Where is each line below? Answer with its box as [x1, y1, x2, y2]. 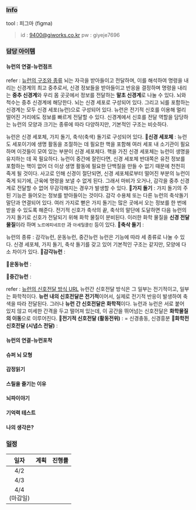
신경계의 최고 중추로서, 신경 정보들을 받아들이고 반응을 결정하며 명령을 [16, 84, 177, 91]
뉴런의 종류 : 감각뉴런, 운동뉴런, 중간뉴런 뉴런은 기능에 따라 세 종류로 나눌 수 [6, 234, 179, 241]
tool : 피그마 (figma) [6, 20, 53, 27]
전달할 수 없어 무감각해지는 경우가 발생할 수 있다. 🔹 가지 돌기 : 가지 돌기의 [16, 184, 182, 191]
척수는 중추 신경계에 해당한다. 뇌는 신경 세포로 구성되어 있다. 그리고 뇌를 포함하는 [6, 99, 190, 106]
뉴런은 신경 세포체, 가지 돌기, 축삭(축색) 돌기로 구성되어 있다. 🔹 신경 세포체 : [6, 134, 177, 141]
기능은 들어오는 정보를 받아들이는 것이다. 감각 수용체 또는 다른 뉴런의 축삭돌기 [12, 192, 189, 199]
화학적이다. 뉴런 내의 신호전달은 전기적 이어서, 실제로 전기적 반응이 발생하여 [12, 293, 182, 300]
